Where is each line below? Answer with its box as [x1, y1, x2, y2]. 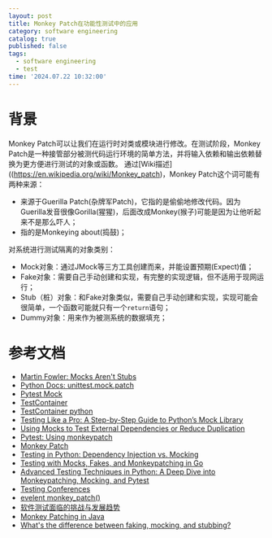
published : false [8, 42, 67, 50]
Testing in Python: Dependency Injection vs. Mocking [19, 449, 199, 459]
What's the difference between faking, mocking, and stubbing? [19, 520, 231, 530]
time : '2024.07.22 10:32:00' [8, 72, 107, 81]
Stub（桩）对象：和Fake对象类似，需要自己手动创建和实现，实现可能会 [19, 292, 258, 302]
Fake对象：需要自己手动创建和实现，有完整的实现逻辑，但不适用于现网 [19, 272, 257, 282]
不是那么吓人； [27, 217, 78, 226]
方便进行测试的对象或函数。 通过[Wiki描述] [29, 159, 173, 168]
